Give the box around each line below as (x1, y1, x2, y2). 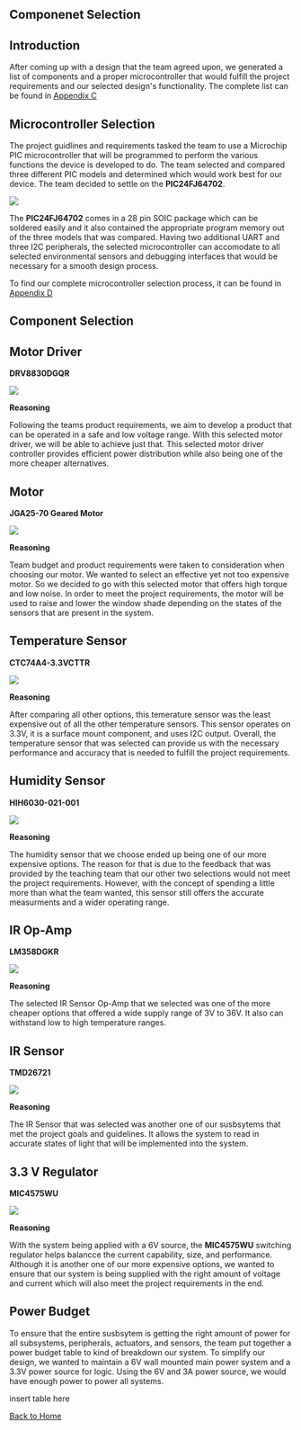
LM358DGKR (9, 946, 59, 957)
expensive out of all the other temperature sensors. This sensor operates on (9, 719, 291, 729)
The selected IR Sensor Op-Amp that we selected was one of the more (9, 998, 271, 1009)
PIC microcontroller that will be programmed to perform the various (9, 150, 259, 161)
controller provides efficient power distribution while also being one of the (9, 449, 283, 460)
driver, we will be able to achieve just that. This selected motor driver (9, 439, 265, 450)
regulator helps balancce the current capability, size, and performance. (9, 1249, 272, 1260)
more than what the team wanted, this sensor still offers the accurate (9, 887, 265, 898)
